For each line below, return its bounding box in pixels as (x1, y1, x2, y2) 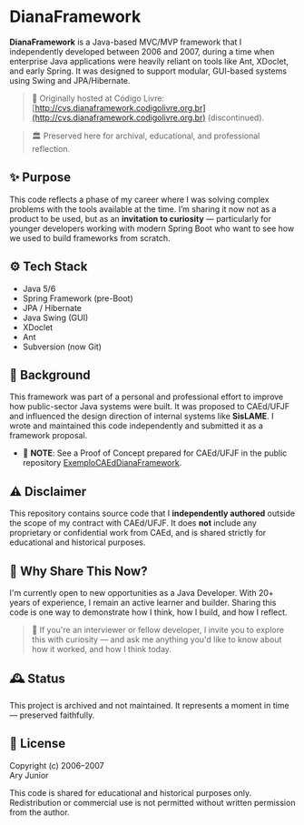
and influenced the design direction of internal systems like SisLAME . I (9, 411, 274, 422)
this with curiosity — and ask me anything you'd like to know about (31, 634, 282, 645)
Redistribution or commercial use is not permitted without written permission (9, 797, 296, 808)
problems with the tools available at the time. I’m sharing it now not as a (9, 203, 277, 215)
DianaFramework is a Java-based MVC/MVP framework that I (9, 36, 242, 47)
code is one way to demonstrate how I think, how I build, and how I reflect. (9, 607, 288, 618)
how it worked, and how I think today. (31, 644, 172, 654)
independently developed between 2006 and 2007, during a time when (9, 45, 275, 56)
